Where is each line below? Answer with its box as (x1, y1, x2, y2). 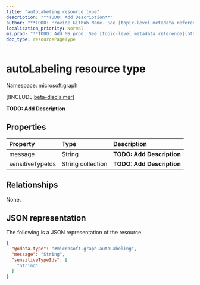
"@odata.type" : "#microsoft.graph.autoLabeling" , (11, 246, 137, 252)
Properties (6, 122, 46, 132)
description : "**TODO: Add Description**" (6, 14, 113, 20)
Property (9, 140, 35, 148)
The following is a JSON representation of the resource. (6, 229, 143, 236)
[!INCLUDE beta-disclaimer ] (6, 93, 74, 100)
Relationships (6, 180, 58, 190)
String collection (61, 159, 108, 168)
